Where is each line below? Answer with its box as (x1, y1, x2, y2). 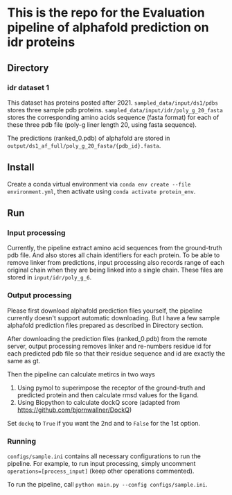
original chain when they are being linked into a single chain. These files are (7, 266, 224, 275)
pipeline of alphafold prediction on (7, 19, 209, 35)
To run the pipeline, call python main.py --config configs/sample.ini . (7, 480, 208, 488)
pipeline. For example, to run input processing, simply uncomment (7, 459, 196, 467)
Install (7, 162, 35, 173)
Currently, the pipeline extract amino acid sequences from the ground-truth (7, 244, 223, 252)
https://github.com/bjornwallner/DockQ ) (17, 406, 132, 414)
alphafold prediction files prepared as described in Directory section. (7, 321, 204, 329)
